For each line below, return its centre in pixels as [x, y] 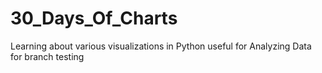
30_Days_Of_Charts [94, 18]
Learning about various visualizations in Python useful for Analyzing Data [161, 46]
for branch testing [47, 56]
